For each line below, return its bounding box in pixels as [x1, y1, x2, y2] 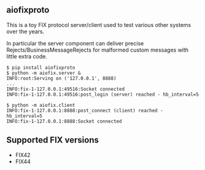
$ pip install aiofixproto [6, 64, 75, 71]
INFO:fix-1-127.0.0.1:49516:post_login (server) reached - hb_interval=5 [6, 91, 199, 98]
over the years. [6, 28, 45, 35]
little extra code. [6, 52, 48, 60]
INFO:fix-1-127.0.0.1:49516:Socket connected [6, 86, 125, 92]
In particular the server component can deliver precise [6, 39, 144, 47]
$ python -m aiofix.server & [6, 70, 81, 76]
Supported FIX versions [6, 135, 99, 145]
